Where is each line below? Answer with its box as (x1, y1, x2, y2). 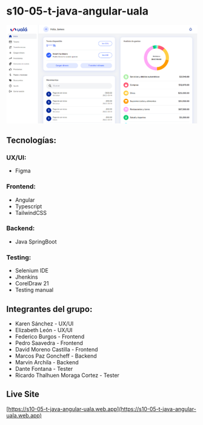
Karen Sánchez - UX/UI (15, 320, 74, 327)
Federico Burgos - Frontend (15, 333, 85, 340)
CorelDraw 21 (15, 280, 49, 287)
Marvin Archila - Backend (15, 358, 79, 365)
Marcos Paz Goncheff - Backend (15, 352, 97, 359)
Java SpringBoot (15, 238, 57, 245)
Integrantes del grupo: (6, 304, 93, 314)
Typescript (15, 202, 42, 210)
